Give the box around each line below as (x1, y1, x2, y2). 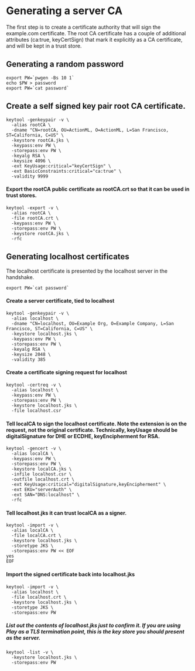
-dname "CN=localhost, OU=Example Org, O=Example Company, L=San (11, 320, 175, 327)
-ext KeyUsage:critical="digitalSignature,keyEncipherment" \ (11, 482, 166, 488)
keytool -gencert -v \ (6, 445, 61, 452)
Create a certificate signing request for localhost (6, 369, 128, 376)
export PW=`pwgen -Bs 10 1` (6, 75, 75, 80)
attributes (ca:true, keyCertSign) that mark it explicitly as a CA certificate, (6, 36, 183, 43)
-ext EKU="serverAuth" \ (11, 487, 72, 493)
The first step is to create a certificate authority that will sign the (6, 24, 161, 31)
